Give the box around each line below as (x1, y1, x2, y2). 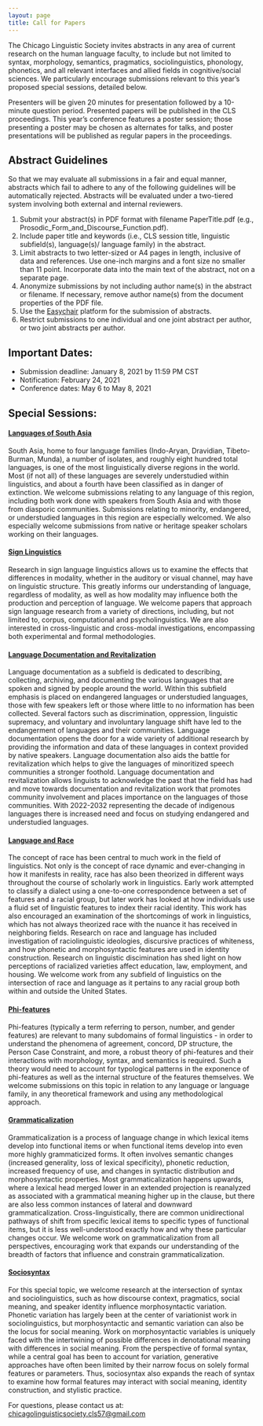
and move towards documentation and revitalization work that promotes (8, 784, 241, 794)
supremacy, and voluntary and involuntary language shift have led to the (8, 717, 242, 727)
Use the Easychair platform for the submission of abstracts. (19, 307, 212, 316)
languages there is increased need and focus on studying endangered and (8, 809, 250, 818)
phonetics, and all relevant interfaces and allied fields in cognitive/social (8, 65, 242, 75)
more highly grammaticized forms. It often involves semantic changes (8, 1149, 234, 1159)
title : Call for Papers (8, 19, 86, 27)
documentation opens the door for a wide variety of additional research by (8, 734, 250, 744)
